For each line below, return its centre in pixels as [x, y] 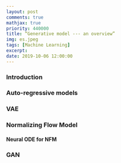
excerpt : [17, 51]
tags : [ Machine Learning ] [38, 45]
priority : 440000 [28, 28]
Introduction [24, 77]
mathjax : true [24, 23]
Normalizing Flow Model [42, 125]
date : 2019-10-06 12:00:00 [39, 56]
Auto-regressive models [42, 93]
